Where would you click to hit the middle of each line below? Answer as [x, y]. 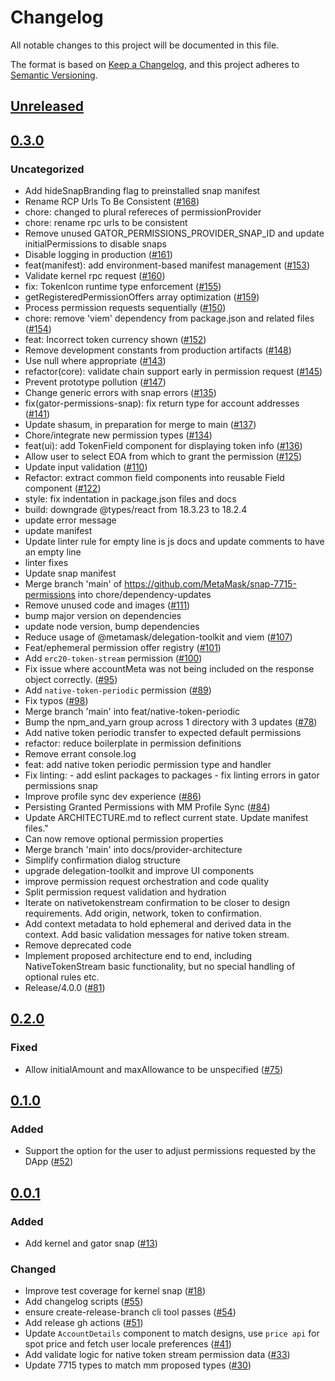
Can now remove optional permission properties [124, 839]
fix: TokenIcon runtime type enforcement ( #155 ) [123, 287]
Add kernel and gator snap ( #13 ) [91, 1243]
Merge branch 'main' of [73, 584]
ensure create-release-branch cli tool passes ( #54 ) [130, 1312]
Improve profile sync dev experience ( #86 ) [113, 797]
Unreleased [47, 106]
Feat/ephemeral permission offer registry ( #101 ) [123, 648]
